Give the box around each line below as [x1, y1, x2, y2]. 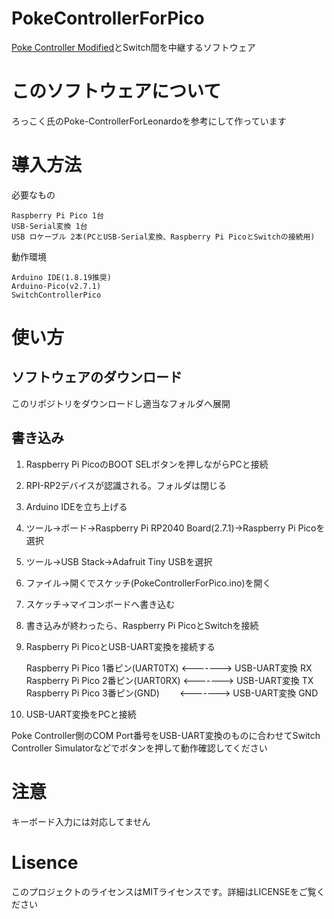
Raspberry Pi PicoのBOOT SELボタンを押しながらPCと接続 [25, 458, 269, 470]
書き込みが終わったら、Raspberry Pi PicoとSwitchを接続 [25, 619, 259, 631]
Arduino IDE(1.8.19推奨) [11, 272, 112, 282]
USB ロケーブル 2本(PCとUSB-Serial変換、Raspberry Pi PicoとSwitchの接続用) [11, 232, 316, 242]
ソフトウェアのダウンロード [11, 369, 183, 386]
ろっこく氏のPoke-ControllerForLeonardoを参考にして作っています [11, 115, 287, 127]
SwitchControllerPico [11, 290, 102, 300]
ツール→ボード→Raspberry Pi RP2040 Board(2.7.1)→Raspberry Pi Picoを [25, 522, 326, 534]
